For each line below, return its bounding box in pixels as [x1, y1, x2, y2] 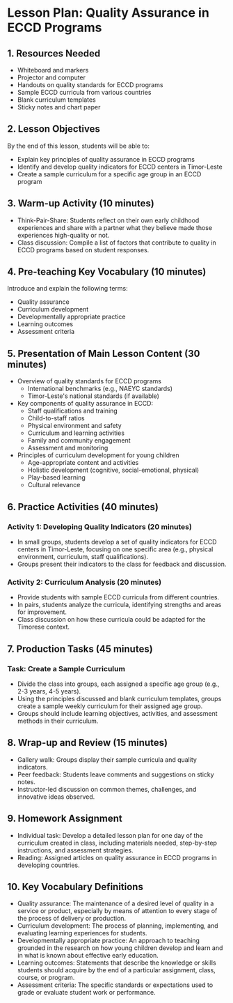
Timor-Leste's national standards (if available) [27, 392, 160, 400]
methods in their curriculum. [17, 717, 99, 725]
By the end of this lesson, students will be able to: [7, 141, 150, 150]
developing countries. [17, 861, 80, 869]
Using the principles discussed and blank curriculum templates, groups [17, 694, 222, 703]
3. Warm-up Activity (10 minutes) [7, 197, 154, 210]
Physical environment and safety [27, 422, 122, 430]
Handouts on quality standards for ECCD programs [17, 81, 163, 89]
